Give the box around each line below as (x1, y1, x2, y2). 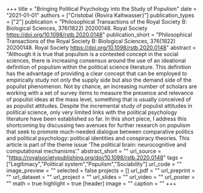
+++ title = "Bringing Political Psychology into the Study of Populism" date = (6, 5, 198, 12)
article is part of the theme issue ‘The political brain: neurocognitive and (6, 141, 187, 148)
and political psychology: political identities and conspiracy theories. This (6, 135, 190, 142)
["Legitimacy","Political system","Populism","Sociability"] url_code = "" (6, 161, 182, 167)
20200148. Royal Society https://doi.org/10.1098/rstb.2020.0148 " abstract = (6, 44, 196, 51)
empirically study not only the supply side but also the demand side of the (6, 76, 192, 83)
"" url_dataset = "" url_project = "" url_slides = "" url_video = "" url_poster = (6, 174, 196, 180)
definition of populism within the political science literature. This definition (6, 63, 191, 71)
